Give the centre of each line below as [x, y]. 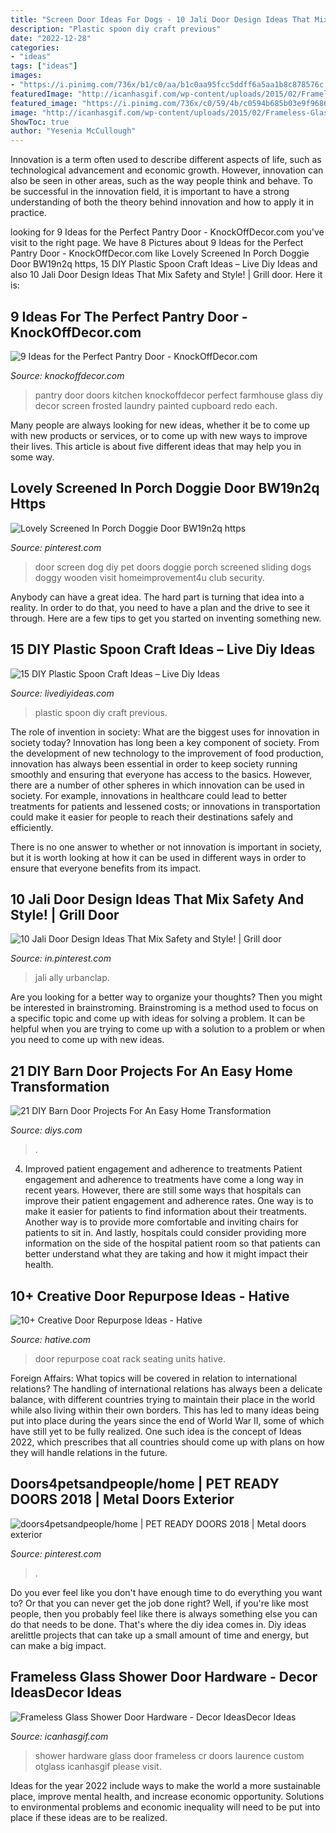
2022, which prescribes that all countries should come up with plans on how [167, 1442]
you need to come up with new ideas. [87, 1040]
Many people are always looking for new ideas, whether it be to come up [160, 425]
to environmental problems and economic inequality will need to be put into [165, 1807]
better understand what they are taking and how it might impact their [166, 1254]
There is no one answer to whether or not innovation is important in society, [166, 847]
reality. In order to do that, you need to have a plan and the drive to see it [160, 607]
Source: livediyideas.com [62, 693]
